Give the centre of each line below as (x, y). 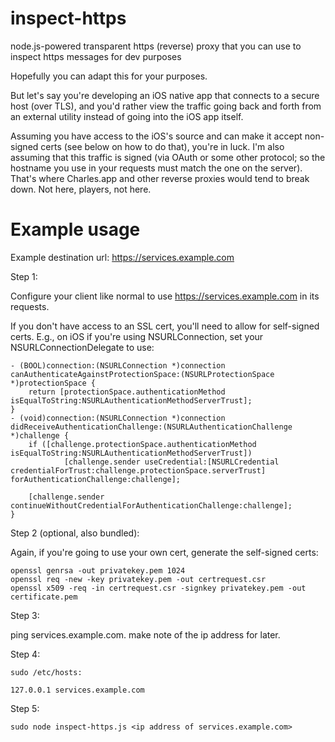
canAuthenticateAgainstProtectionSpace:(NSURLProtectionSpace (142, 374)
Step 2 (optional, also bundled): (75, 533)
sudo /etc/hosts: (46, 672)
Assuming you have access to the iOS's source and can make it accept (156, 136)
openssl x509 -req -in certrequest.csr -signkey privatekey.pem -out (158, 588)
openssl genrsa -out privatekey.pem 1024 (98, 570)
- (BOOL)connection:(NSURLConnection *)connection (118, 365)
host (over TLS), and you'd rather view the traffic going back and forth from (166, 106)
